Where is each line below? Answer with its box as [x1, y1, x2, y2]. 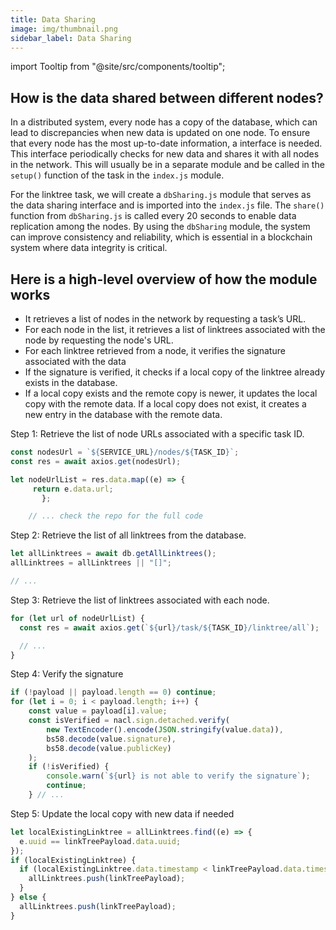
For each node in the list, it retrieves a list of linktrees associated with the [24, 324, 326, 335]
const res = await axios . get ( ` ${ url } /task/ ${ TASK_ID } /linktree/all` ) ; [19, 622, 320, 633]
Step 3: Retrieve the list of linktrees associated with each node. [10, 594, 270, 606]
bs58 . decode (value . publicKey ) [46, 743, 172, 753]
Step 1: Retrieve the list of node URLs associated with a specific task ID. [10, 428, 305, 440]
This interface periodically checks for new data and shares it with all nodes [10, 148, 320, 160]
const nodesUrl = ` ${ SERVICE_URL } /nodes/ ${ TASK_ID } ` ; [10, 447, 240, 457]
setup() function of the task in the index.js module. [10, 169, 225, 181]
